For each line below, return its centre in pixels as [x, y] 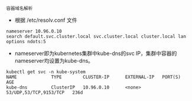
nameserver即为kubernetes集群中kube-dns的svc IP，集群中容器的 [96, 53]
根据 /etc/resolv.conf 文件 [46, 20]
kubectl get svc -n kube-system [46, 72]
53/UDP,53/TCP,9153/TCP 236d [45, 93]
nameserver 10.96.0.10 [34, 31]
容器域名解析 [19, 8]
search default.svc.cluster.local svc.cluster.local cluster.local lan [96, 37]
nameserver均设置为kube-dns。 [54, 61]
